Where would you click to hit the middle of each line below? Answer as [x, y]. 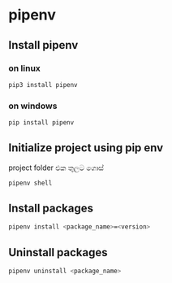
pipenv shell [30, 183]
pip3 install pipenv [43, 85]
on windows [33, 106]
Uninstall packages [58, 253]
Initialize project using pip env [86, 148]
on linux [24, 68]
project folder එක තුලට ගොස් [56, 168]
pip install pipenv [41, 123]
